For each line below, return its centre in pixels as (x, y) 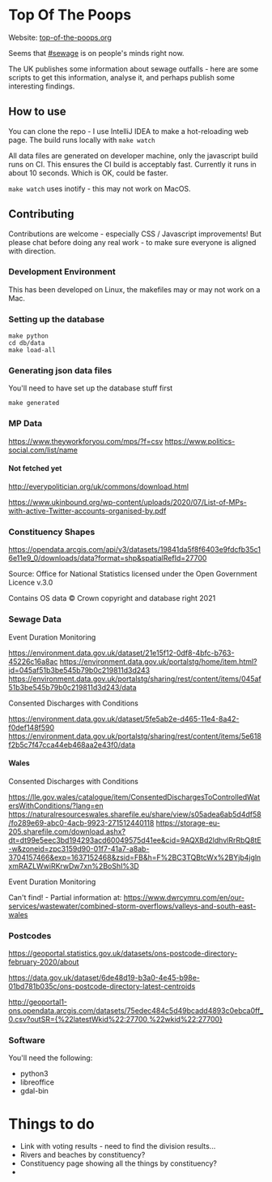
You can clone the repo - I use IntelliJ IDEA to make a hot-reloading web (129, 131)
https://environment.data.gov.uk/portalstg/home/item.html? (158, 661)
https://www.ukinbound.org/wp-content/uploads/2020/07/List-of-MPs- (127, 502)
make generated (34, 403)
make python (28, 336)
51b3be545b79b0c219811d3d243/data (72, 687)
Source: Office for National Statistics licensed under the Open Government (133, 574)
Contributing (41, 214)
